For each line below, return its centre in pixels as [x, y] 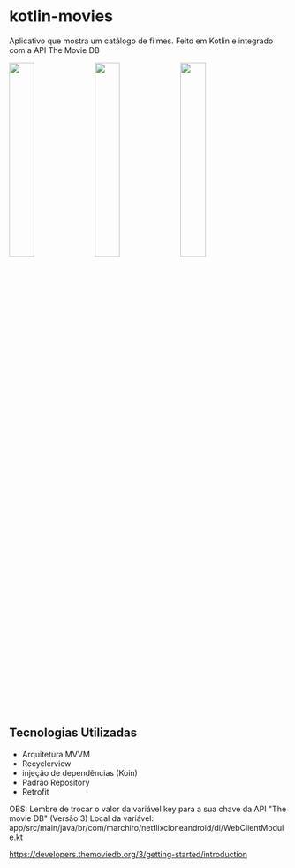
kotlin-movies [61, 16]
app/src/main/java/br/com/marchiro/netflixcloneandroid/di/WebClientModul [147, 827]
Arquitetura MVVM [56, 754]
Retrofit [35, 791]
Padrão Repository [56, 782]
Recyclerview [46, 764]
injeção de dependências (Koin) [80, 772]
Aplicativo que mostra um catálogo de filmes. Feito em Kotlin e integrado [141, 41]
